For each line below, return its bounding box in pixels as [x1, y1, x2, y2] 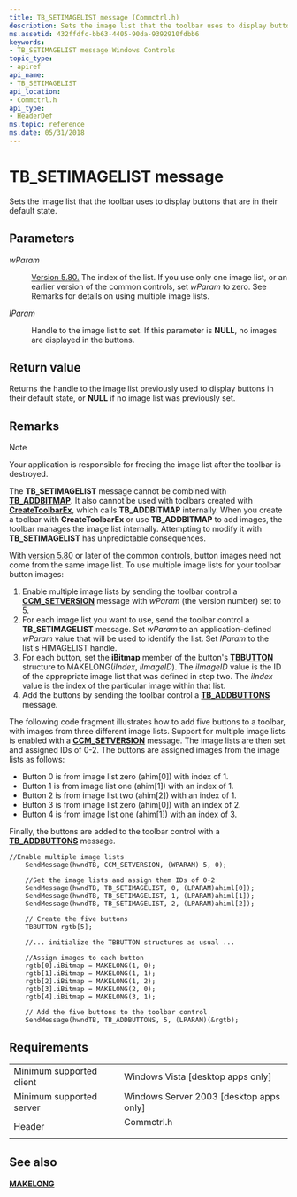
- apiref [9, 63, 42, 72]
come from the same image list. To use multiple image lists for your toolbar [9, 559, 281, 570]
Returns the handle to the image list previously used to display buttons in [9, 383, 274, 395]
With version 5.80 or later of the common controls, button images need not [9, 551, 281, 561]
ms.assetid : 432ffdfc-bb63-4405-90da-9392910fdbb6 [9, 29, 200, 38]
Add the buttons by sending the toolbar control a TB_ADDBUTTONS [21, 690, 270, 700]
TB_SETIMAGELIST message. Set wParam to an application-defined [21, 624, 272, 635]
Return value [9, 360, 81, 375]
